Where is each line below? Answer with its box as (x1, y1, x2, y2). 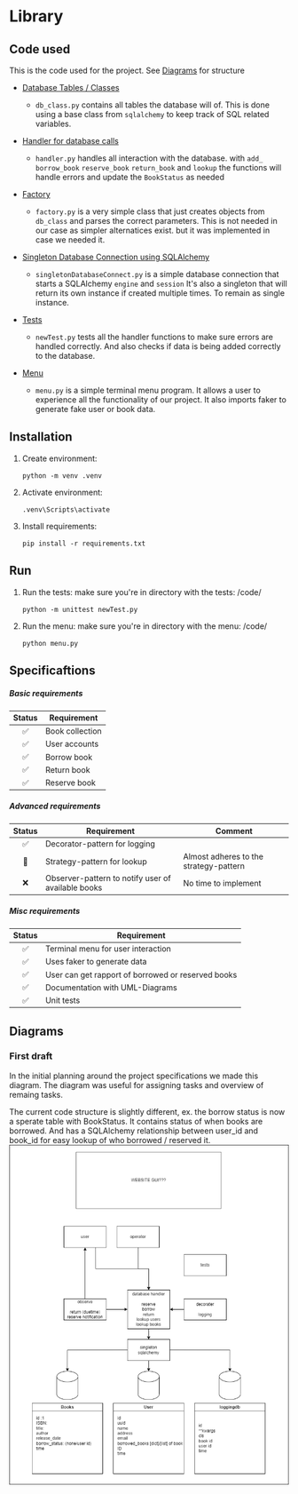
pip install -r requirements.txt (21, 539, 146, 548)
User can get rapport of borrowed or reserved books (45, 969, 238, 980)
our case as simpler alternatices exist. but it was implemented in (35, 225, 271, 235)
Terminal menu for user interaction (45, 943, 171, 954)
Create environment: (21, 453, 98, 464)
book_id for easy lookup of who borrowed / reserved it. (9, 1134, 211, 1145)
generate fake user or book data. (35, 404, 156, 414)
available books (45, 882, 103, 894)
